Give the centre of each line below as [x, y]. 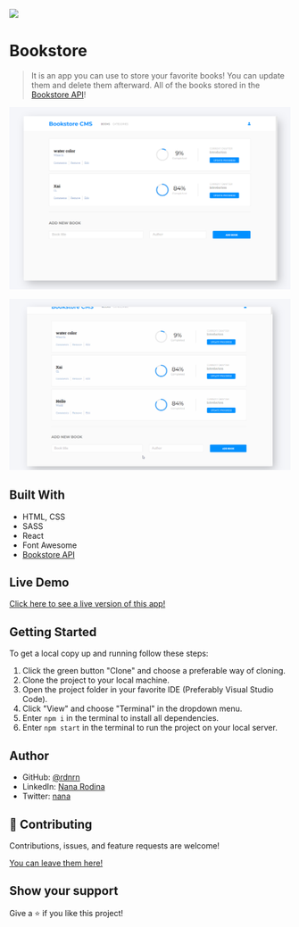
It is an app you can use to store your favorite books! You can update [158, 75]
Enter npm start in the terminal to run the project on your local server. [150, 728]
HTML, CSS [43, 517]
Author [29, 755]
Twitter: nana [46, 796]
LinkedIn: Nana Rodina [63, 787]
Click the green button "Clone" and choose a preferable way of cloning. [154, 671]
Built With [37, 495]
